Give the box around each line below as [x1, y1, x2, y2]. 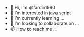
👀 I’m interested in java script [10, 10, 71, 16]
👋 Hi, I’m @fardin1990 [10, 5, 55, 10]
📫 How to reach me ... [10, 26, 58, 32]
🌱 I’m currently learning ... [10, 15, 65, 21]
